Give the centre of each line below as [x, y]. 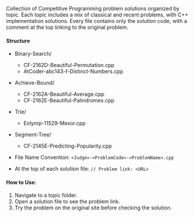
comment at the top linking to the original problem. [67, 27]
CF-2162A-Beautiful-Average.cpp [64, 94]
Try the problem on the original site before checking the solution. [93, 208]
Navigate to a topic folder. [46, 195]
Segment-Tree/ [33, 135]
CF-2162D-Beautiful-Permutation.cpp [69, 65]
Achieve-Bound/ [34, 83]
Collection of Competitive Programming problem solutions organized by [93, 9]
